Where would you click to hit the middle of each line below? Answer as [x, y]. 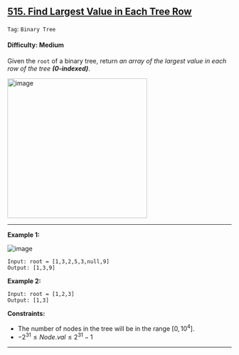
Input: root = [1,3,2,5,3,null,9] [59, 262]
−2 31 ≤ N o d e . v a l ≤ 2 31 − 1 [55, 337]
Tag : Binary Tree [32, 28]
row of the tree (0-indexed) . [49, 69]
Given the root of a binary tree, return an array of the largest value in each [117, 61]
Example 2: [24, 281]
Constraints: [26, 314]
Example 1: [24, 235]
